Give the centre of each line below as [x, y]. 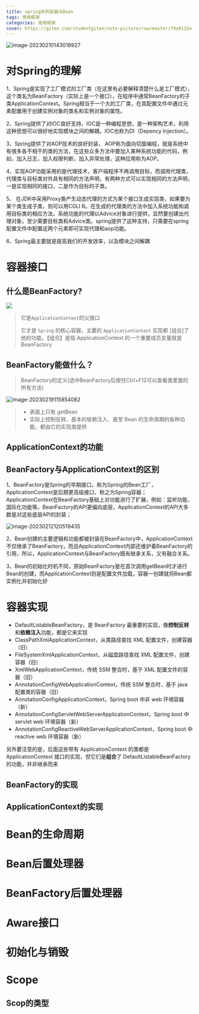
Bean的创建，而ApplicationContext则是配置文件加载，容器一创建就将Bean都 [99, 574]
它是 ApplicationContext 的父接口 [60, 318]
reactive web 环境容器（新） [49, 737]
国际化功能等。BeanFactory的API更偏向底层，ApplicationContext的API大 [95, 507]
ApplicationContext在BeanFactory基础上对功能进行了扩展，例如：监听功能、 [99, 500]
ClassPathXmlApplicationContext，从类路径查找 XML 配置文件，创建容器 [103, 640]
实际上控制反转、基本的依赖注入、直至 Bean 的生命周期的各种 [105, 419]
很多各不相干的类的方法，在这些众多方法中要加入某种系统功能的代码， [97, 151]
